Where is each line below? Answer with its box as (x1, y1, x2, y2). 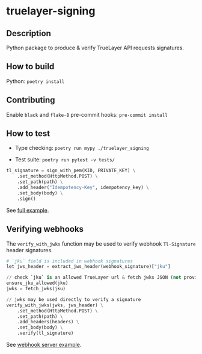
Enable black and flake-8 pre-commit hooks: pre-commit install (6, 111, 168, 118)
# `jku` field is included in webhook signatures (6, 258, 133, 264)
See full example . (6, 206, 49, 214)
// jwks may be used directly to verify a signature (6, 296, 141, 302)
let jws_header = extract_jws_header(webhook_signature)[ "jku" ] (6, 264, 171, 270)
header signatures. (6, 246, 53, 253)
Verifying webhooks (6, 224, 84, 234)
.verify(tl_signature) (17, 330, 74, 337)
